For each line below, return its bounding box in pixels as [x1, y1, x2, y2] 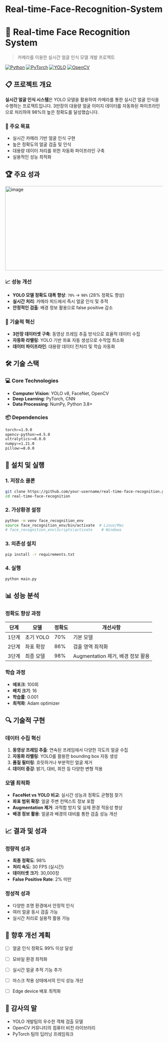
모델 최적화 [5, 779, 30, 786]
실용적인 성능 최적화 [12, 154, 51, 160]
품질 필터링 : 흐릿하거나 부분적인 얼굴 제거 [12, 759, 92, 765]
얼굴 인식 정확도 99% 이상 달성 [12, 945, 73, 951]
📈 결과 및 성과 [5, 827, 47, 836]
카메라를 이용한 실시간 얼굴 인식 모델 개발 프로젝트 [17, 54, 115, 61]
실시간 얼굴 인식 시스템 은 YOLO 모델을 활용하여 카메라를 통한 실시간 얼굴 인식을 [5, 96, 159, 102]
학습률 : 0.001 [12, 694, 38, 700]
